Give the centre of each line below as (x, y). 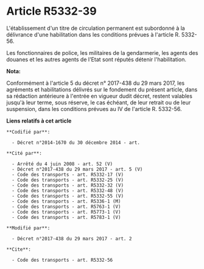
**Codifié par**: (28, 132)
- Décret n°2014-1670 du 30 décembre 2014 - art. (76, 142)
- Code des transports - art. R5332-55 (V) (68, 196)
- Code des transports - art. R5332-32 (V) (68, 185)
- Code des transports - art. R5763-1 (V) (66, 206)
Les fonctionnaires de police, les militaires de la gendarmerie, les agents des (102, 52)
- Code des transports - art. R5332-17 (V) (68, 174)
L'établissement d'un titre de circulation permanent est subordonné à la (96, 28)
